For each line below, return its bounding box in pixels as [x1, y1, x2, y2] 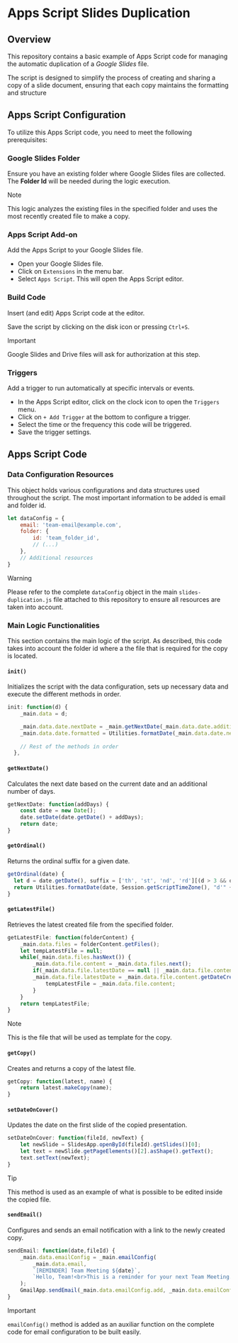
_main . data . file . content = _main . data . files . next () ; [33, 961, 192, 968]
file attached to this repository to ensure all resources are [53, 595, 221, 603]
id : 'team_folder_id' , [33, 534, 100, 541]
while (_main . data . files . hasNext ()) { [20, 954, 132, 961]
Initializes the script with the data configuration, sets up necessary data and [7, 682, 229, 691]
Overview [7, 33, 52, 45]
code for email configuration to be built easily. [7, 1327, 142, 1336]
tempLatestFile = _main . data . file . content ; [45, 980, 176, 987]
